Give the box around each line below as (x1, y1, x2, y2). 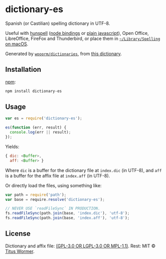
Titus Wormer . (5, 248, 35, 254)
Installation (5, 65, 41, 74)
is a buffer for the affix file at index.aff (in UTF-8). (5, 172, 110, 179)
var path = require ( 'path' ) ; (5, 192, 67, 197)
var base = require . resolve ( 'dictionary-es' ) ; (5, 197, 105, 202)
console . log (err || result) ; (10, 130, 71, 135)
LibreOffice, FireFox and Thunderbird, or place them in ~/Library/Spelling (5, 35, 160, 41)
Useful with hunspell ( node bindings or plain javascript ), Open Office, (5, 30, 149, 36)
